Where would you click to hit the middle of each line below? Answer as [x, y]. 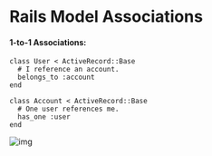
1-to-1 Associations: [48, 42]
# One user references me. [68, 109]
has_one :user [44, 117]
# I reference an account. [68, 70]
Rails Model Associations [106, 17]
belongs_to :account [56, 78]
